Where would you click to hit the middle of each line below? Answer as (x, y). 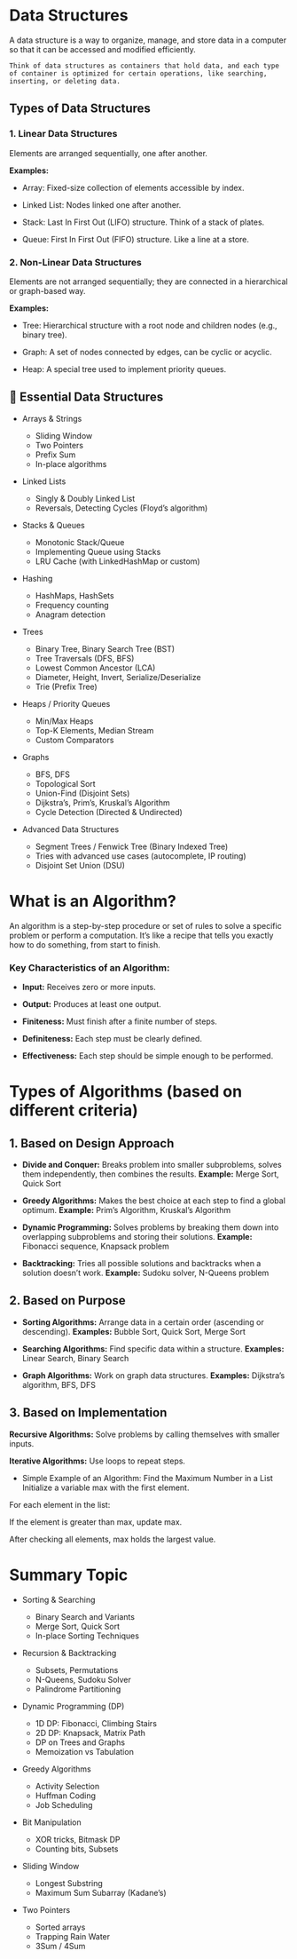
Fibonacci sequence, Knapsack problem (96, 1246)
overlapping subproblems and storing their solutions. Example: (137, 1236)
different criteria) (74, 1110)
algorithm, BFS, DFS (59, 1384)
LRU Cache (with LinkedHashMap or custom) (118, 561)
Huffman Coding (65, 1796)
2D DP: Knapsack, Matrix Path (90, 1733)
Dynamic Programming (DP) (73, 1706)
